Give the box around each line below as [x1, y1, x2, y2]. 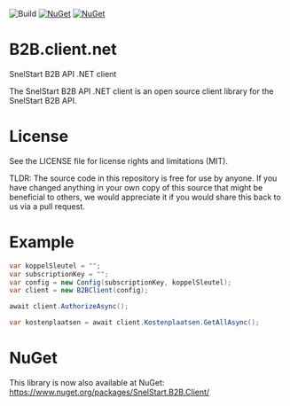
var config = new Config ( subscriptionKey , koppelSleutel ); [9, 277, 232, 287]
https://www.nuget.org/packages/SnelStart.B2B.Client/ [9, 386, 210, 397]
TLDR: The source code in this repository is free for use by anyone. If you [9, 173, 278, 183]
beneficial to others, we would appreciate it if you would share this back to [9, 191, 281, 202]
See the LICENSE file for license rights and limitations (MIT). [9, 155, 229, 166]
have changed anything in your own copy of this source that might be [9, 182, 263, 192]
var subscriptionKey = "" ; [9, 269, 109, 278]
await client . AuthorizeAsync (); [9, 302, 129, 311]
